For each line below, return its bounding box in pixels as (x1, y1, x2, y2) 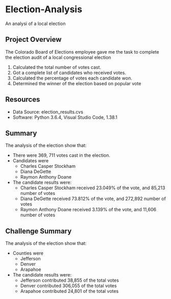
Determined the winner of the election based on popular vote (12, 80, 141, 86)
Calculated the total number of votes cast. (12, 64, 101, 70)
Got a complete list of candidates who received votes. (12, 69, 127, 76)
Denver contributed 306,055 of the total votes (20, 283, 117, 289)
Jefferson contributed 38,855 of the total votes (20, 277, 119, 284)
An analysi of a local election (5, 20, 66, 27)
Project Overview (5, 35, 62, 44)
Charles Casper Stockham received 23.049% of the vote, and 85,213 (20, 185, 165, 191)
